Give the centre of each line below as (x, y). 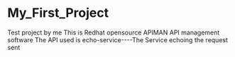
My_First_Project (58, 13)
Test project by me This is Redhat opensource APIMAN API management (114, 32)
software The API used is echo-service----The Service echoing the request (118, 39)
